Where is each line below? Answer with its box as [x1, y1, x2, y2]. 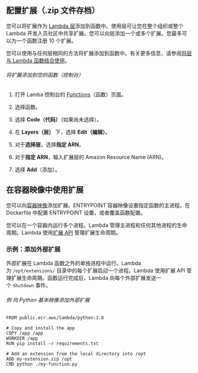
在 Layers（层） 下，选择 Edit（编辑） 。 [14, 128, 111, 136]
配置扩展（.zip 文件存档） [6, 5, 100, 16]
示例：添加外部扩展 [6, 245, 61, 253]
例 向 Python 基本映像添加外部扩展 [6, 296, 90, 303]
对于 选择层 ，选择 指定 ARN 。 [14, 141, 84, 148]
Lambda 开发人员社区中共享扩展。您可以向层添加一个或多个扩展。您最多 [6, 29, 182, 37]
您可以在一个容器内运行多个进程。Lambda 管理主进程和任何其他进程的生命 [6, 222, 187, 229]
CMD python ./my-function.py [6, 361, 78, 367]
